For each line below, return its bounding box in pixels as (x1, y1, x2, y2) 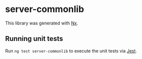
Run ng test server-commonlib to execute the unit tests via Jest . (5, 47, 137, 53)
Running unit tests (5, 34, 63, 43)
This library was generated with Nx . (5, 20, 78, 26)
